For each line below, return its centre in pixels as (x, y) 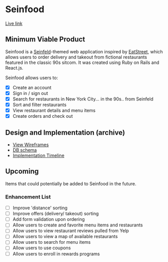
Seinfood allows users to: (32, 78)
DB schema (25, 150)
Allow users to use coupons (42, 248)
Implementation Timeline (38, 155)
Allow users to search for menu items (52, 242)
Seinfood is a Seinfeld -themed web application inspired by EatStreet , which (84, 51)
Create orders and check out (43, 116)
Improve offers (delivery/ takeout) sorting (56, 214)
